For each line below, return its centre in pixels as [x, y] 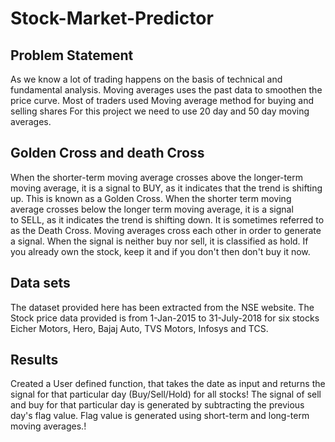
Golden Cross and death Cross [107, 153]
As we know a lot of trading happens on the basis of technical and [146, 79]
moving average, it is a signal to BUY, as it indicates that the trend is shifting [166, 188]
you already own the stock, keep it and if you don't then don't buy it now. [160, 251]
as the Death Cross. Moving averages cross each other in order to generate [166, 230]
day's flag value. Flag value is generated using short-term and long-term [160, 416]
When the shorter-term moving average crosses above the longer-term [156, 177]
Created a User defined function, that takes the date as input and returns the [168, 384]
